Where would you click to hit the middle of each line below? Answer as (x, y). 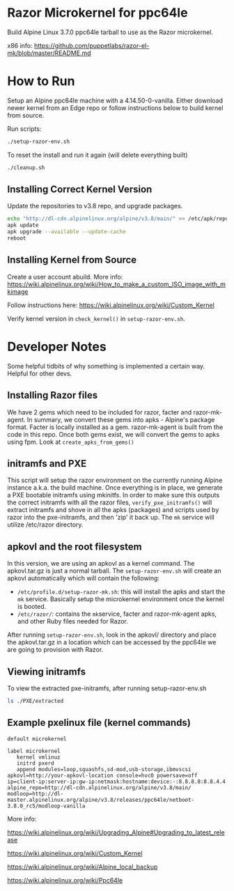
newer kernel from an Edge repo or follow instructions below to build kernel (115, 108)
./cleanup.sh (26, 168)
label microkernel (34, 751)
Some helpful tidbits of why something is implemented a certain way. (106, 366)
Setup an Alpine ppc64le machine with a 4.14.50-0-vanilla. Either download (115, 100)
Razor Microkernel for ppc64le (97, 13)
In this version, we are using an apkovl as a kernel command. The (101, 564)
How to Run (41, 81)
